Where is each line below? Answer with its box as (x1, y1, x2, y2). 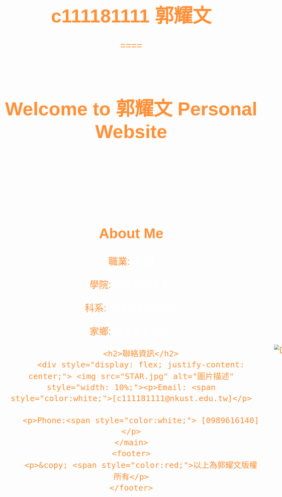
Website (95, 121, 167, 143)
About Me (99, 225, 164, 242)
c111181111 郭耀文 (51, 5, 212, 27)
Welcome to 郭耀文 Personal (5, 98, 258, 120)
